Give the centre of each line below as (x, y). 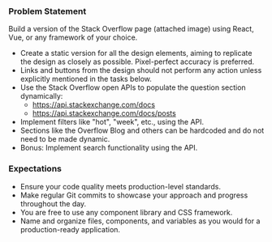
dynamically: (41, 96)
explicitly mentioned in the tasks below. (86, 79)
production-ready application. (70, 229)
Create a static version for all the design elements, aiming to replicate (136, 53)
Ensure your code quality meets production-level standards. (121, 186)
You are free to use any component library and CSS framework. (126, 212)
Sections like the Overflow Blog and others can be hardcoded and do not (142, 130)
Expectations (35, 169)
